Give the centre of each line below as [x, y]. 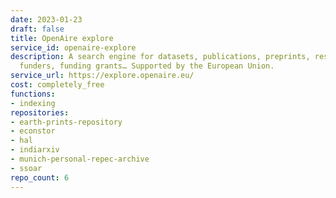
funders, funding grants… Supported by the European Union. [147, 66]
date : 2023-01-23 [46, 19]
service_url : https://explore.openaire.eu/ [102, 76]
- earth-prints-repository [66, 122]
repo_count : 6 [40, 177]
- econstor [33, 131]
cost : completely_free [57, 85]
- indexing [33, 103]
